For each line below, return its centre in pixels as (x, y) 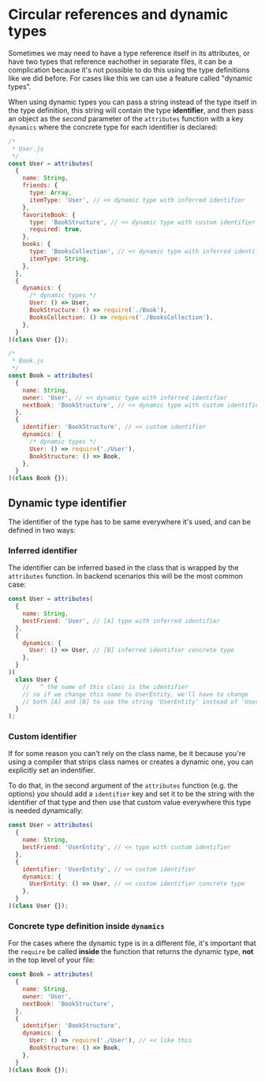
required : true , (56, 229)
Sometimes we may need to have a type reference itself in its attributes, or (129, 53)
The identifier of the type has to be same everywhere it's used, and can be (129, 522)
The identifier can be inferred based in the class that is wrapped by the (123, 568)
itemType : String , (59, 259)
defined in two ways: (42, 530)
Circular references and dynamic (118, 15)
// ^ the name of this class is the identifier (106, 687)
